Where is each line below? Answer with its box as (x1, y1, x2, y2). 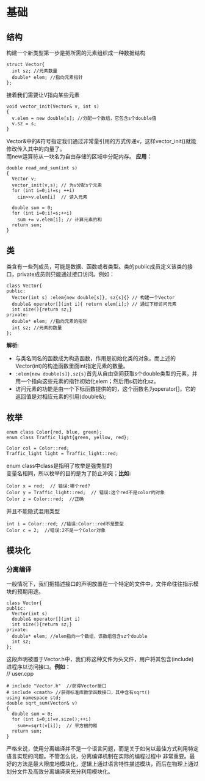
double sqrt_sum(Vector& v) (6, 700, 78, 706)
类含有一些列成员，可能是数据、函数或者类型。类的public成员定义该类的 (6, 262, 188, 270)
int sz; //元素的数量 (12, 325, 62, 331)
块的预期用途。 (6, 588, 44, 595)
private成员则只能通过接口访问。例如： (16, 270, 115, 278)
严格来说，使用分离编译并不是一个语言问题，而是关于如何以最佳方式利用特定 (6, 745, 199, 752)
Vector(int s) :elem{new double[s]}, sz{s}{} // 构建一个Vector (12, 294, 175, 300)
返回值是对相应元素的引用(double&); (15, 393, 106, 400)
